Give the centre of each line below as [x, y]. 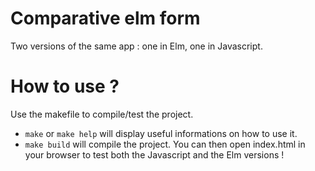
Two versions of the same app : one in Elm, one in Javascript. [136, 46]
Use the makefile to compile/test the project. [102, 114]
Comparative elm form [105, 18]
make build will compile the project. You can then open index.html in [165, 144]
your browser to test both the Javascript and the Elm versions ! [154, 154]
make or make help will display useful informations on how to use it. [161, 133]
